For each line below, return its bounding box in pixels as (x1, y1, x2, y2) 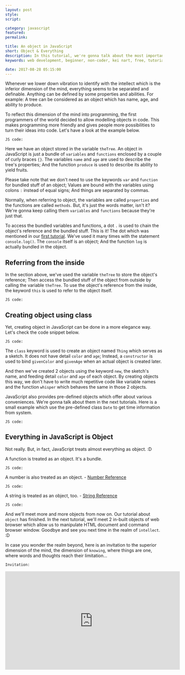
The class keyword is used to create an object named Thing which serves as (5, 348, 163, 354)
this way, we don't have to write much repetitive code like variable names (5, 379, 156, 385)
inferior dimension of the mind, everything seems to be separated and (5, 86, 149, 92)
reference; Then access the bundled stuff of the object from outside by (5, 277, 152, 283)
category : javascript (5, 25, 50, 30)
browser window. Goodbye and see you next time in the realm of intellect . (5, 527, 161, 533)
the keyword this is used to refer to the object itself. (5, 288, 112, 294)
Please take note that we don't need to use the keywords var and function (5, 177, 158, 183)
